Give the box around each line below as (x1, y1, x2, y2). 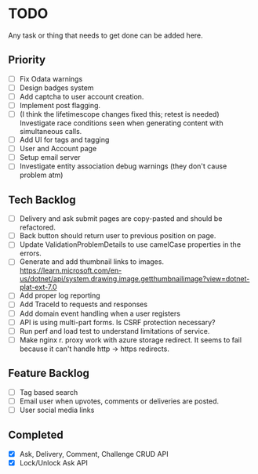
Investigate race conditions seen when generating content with (19, 118, 223, 128)
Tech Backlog (8, 193, 76, 206)
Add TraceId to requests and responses (19, 299, 147, 309)
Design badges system (19, 83, 94, 92)
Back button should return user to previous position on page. (19, 231, 216, 241)
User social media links (19, 405, 95, 414)
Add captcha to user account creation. (19, 92, 144, 101)
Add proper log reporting (19, 291, 100, 300)
